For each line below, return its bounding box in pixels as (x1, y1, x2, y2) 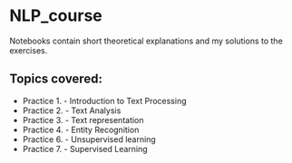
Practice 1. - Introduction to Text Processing (22, 95, 188, 106)
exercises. (9, 44, 48, 55)
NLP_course (9, 5, 102, 26)
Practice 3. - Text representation (22, 114, 144, 125)
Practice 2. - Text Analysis (22, 105, 122, 116)
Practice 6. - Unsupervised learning (22, 133, 156, 145)
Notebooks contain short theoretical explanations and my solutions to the (9, 35, 283, 46)
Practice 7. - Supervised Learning (22, 143, 148, 154)
